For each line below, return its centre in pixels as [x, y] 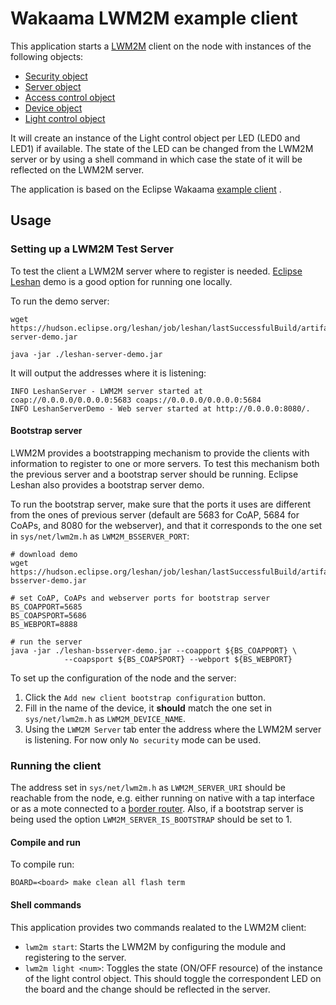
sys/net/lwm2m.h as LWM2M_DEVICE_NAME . [105, 718]
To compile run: [42, 864]
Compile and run [45, 842]
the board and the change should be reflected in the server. [147, 989]
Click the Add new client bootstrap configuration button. [145, 697]
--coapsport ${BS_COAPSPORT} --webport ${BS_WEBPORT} [178, 659]
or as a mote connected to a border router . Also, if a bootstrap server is [157, 809]
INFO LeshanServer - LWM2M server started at [106, 391]
